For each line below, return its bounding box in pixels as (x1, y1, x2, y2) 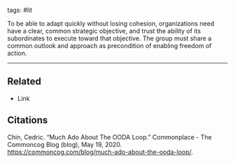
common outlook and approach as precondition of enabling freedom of (7, 42, 212, 49)
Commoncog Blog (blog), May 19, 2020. (7, 140, 122, 148)
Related (7, 76, 42, 88)
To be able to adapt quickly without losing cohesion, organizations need (7, 20, 215, 27)
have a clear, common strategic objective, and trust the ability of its (7, 27, 201, 35)
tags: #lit (7, 6, 33, 14)
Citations (7, 114, 48, 126)
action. (7, 49, 27, 57)
